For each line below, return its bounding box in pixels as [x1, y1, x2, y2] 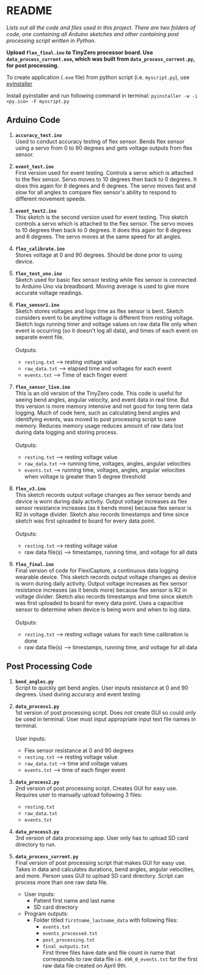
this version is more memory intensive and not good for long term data [15, 402, 193, 410]
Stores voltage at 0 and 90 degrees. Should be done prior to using [15, 251, 182, 259]
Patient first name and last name [33, 897, 115, 904]
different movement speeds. [15, 195, 87, 202]
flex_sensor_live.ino [15, 384, 70, 390]
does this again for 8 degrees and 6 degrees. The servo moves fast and [15, 182, 196, 189]
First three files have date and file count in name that [42, 949, 175, 956]
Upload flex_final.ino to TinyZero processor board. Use [6, 48, 153, 56]
